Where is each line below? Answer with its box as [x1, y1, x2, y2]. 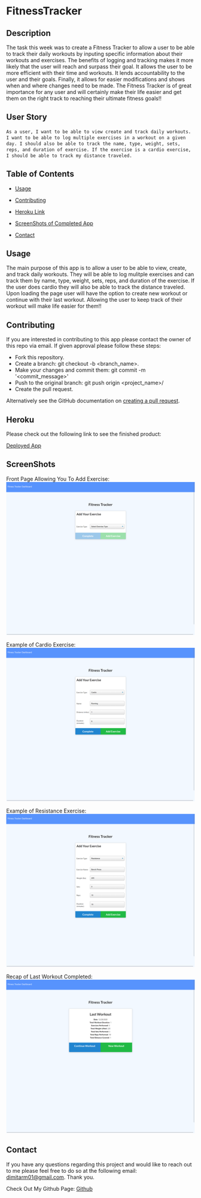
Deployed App [6, 442, 42, 450]
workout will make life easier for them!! [6, 302, 102, 310]
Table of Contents [6, 169, 75, 179]
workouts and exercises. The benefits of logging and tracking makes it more [6, 57, 194, 63]
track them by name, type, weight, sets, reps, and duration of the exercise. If [6, 277, 195, 284]
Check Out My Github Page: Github [6, 1185, 93, 1192]
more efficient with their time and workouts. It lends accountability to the [6, 69, 185, 76]
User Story [6, 112, 47, 122]
